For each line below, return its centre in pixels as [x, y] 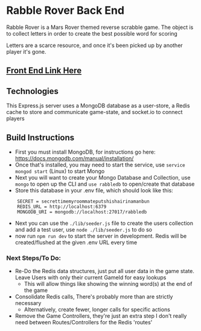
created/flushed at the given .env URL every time [76, 242]
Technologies [33, 91]
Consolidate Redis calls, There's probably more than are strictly [94, 297]
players [16, 119]
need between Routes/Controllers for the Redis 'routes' [84, 323]
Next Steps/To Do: [34, 258]
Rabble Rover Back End [65, 11]
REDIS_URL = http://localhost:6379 [62, 206]
